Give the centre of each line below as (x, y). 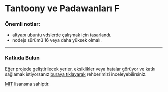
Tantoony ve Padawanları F (62, 9)
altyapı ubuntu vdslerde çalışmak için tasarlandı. (62, 35)
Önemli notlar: (23, 24)
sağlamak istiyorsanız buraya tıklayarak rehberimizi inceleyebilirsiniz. (76, 74)
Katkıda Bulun (22, 58)
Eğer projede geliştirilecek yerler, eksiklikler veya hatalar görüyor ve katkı (80, 69)
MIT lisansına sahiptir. (27, 84)
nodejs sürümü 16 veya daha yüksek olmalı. (57, 40)
